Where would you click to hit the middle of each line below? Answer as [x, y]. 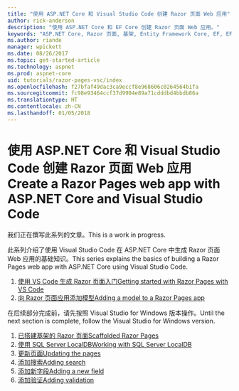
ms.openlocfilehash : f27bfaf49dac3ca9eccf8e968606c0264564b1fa [103, 87]
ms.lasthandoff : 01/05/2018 [49, 113]
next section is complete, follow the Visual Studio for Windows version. [111, 321]
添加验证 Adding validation [56, 380]
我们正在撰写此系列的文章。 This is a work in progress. [86, 235]
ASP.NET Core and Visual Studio [105, 199]
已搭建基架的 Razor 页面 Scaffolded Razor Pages [88, 336]
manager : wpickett [34, 47]
